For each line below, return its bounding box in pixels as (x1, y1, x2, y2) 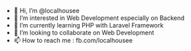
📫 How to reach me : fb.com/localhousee (13, 37, 133, 44)
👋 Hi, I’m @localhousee (13, 7, 80, 14)
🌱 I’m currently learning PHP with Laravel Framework (13, 21, 164, 29)
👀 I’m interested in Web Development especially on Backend (13, 14, 185, 22)
